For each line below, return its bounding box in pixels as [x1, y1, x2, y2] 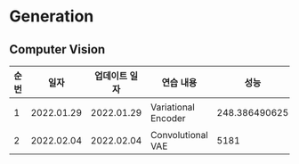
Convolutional [149, 129, 209, 141]
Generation [9, 6, 94, 27]
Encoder [149, 112, 186, 124]
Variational [149, 101, 196, 113]
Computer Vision [9, 42, 106, 57]
